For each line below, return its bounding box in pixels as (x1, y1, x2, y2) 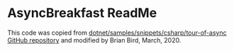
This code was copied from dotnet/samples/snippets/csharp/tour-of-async (7, 28, 227, 37)
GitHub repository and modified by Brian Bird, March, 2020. (7, 35, 182, 44)
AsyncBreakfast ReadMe (7, 5, 157, 21)
